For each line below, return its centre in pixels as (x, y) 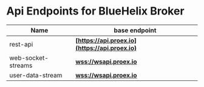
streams (21, 65)
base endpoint (135, 30)
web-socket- (29, 57)
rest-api (21, 44)
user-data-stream (36, 75)
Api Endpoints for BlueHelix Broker (95, 11)
